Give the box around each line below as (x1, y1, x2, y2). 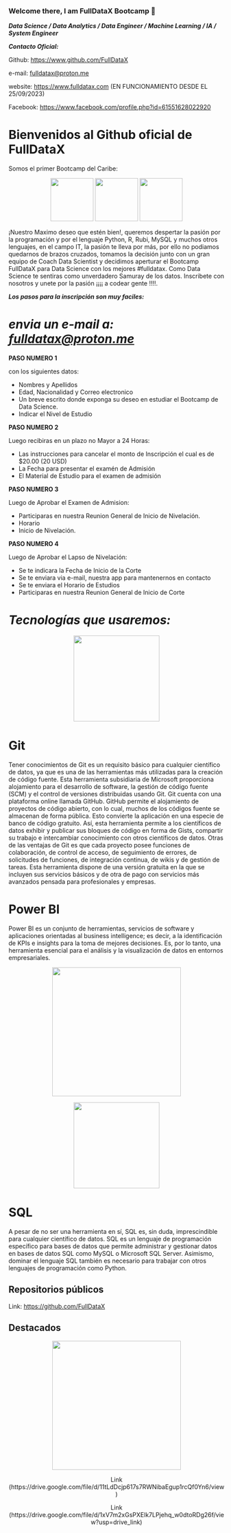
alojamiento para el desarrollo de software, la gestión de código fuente (8, 783, 208, 791)
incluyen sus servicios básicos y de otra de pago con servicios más (8, 870, 199, 879)
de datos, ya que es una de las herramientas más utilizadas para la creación (8, 768, 223, 776)
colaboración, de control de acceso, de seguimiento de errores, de (8, 849, 197, 857)
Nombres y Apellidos (18, 381, 78, 389)
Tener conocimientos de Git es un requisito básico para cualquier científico (8, 761, 221, 769)
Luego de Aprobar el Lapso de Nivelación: (8, 553, 127, 561)
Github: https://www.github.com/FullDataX (8, 56, 128, 64)
